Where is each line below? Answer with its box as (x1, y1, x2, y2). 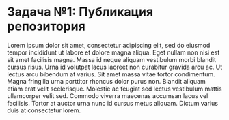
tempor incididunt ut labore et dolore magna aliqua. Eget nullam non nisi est (7, 48, 220, 57)
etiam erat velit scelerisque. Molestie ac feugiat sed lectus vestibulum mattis (7, 85, 222, 93)
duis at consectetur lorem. (7, 106, 81, 115)
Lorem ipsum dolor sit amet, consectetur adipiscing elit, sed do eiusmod (7, 41, 211, 49)
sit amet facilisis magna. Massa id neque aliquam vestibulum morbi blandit (7, 55, 217, 63)
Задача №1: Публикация (7, 4, 154, 20)
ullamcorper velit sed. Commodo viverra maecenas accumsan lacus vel (7, 91, 208, 100)
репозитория (7, 18, 85, 34)
